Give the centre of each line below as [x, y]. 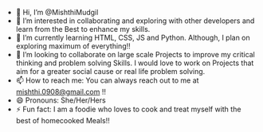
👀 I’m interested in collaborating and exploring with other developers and [135, 21]
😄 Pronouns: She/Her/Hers [61, 100]
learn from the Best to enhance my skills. [83, 29]
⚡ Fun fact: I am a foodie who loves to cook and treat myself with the [128, 109]
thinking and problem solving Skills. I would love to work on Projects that [135, 63]
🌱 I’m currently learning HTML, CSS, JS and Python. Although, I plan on [133, 37]
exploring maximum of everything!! [73, 46]
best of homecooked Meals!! [63, 120]
